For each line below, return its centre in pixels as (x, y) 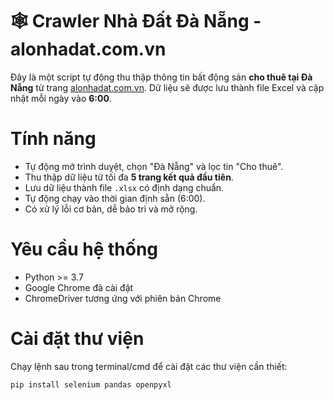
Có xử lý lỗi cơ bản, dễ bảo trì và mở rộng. (111, 209)
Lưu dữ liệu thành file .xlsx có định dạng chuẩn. (124, 187)
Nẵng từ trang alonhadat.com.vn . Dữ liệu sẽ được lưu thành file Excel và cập (167, 87)
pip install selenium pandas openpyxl (91, 384)
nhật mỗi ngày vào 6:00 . (61, 98)
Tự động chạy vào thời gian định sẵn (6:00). (115, 198)
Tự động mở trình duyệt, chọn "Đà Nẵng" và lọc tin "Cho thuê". (154, 166)
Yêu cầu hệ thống (84, 249)
